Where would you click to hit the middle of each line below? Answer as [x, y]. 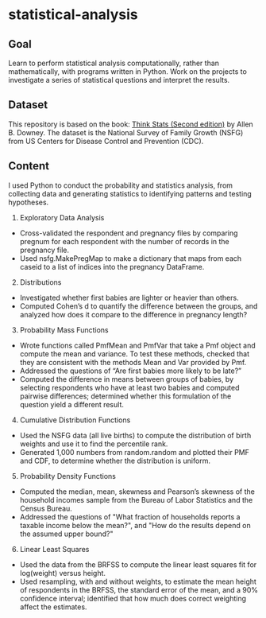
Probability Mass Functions [64, 330]
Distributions [40, 282]
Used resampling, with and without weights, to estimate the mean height [138, 581]
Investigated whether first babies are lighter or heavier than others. [129, 297]
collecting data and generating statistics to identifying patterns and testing [130, 193]
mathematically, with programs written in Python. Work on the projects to [128, 72]
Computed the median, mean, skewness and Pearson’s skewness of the [137, 492]
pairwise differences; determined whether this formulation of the [125, 396]
